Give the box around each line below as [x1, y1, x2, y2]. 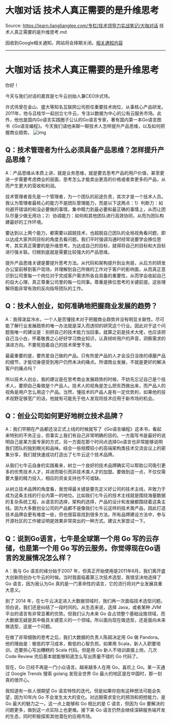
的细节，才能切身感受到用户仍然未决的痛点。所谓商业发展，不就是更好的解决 [5, 359, 166, 365]
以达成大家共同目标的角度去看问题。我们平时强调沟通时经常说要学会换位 [5, 236, 157, 242]
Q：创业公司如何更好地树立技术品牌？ [5, 411, 125, 420]
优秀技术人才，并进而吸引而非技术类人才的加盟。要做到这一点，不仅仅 [14, 469, 161, 475]
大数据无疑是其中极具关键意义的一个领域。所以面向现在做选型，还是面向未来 [5, 617, 166, 623]
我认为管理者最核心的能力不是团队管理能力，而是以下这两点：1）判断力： [5, 199, 159, 206]
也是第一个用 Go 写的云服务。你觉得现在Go [18, 544, 154, 553]
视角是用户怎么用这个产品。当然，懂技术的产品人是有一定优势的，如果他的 [5, 389, 161, 395]
